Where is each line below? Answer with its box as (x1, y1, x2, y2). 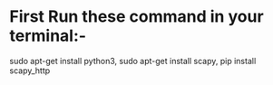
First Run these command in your (9, 6, 265, 27)
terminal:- (9, 25, 87, 46)
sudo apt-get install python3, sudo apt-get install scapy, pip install (9, 55, 257, 66)
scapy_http (9, 65, 51, 76)
